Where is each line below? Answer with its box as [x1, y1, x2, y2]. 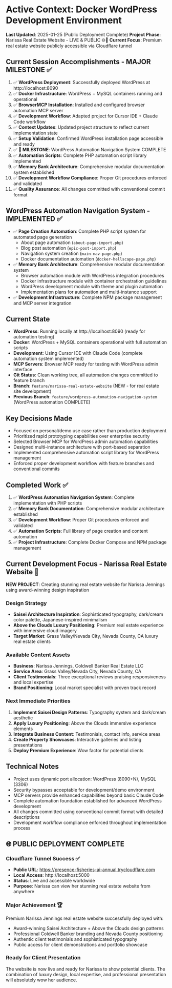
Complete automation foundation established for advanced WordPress [13, 797, 162, 803]
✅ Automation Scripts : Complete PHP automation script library [13, 152, 147, 158]
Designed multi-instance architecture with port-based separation [13, 444, 150, 450]
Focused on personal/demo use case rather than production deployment [13, 428, 167, 434]
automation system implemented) [13, 355, 84, 362]
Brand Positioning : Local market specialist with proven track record [13, 684, 157, 691]
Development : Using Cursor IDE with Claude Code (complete [13, 350, 143, 356]
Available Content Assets [6, 651, 71, 658]
